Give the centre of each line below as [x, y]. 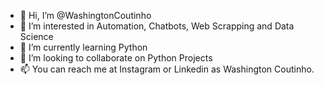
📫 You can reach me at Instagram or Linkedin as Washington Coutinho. [167, 69]
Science [36, 36]
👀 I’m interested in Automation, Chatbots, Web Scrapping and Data [157, 26]
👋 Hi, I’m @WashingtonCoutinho [85, 15]
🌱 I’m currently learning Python [83, 47]
